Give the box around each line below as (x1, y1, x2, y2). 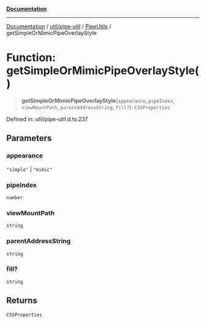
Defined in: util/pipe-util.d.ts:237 (6, 115, 88, 122)
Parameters (6, 133, 52, 143)
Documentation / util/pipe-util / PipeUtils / (6, 23, 112, 30)
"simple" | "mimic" (6, 165, 53, 173)
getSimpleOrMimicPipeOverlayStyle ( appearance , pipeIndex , (21, 97, 175, 104)
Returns (6, 295, 38, 306)
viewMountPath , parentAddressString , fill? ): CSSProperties (21, 104, 170, 111)
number (6, 194, 23, 201)
